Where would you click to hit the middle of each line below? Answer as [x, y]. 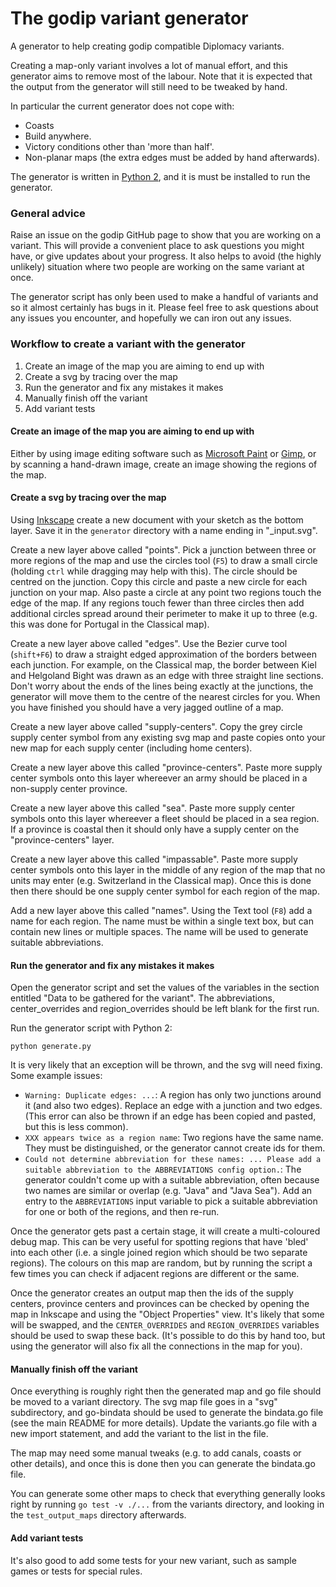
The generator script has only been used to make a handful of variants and [164, 297]
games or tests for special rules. [76, 1571]
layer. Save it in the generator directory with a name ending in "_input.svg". [164, 530]
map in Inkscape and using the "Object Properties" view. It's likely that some [167, 1314]
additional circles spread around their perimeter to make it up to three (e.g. [164, 613]
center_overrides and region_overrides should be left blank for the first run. [165, 1009]
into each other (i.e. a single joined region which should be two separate [159, 1253]
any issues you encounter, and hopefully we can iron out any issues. [151, 318]
